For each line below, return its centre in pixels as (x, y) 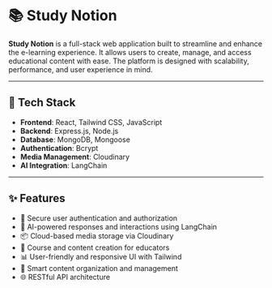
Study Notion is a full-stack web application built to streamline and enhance (136, 43)
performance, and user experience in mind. (81, 69)
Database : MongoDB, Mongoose (75, 140)
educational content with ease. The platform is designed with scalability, (129, 61)
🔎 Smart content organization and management (99, 268)
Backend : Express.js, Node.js (69, 131)
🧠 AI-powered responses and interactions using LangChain (118, 226)
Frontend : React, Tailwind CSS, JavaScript (91, 122)
